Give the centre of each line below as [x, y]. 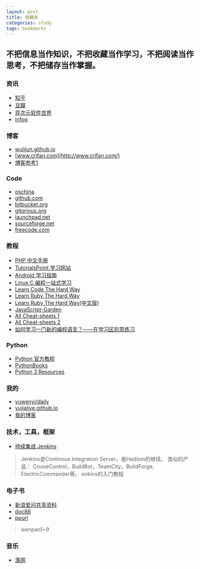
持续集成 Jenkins [35, 446]
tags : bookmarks [26, 28]
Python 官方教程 [35, 359]
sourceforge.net [35, 223]
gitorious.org [30, 211]
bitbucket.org [31, 204]
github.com [29, 198]
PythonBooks [31, 366]
